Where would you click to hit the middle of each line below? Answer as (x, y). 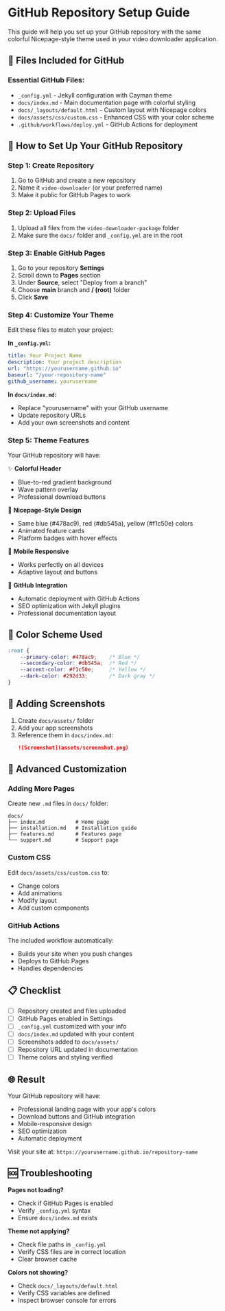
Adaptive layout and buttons (58, 572)
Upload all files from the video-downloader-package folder (98, 227)
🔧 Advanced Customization (68, 769)
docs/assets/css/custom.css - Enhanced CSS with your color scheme (116, 117)
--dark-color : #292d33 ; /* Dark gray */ (88, 676)
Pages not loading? (36, 1189)
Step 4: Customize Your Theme (61, 315)
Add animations (40, 893)
